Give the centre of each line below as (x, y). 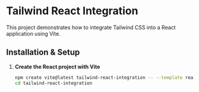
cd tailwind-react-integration (53, 83)
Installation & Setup (43, 53)
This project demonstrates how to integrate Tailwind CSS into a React (91, 27)
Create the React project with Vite (57, 66)
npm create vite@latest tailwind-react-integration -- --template (99, 77)
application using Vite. (33, 33)
